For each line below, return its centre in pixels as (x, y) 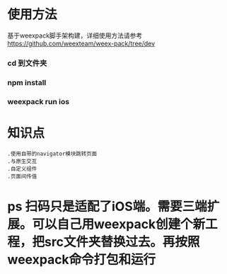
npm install (27, 82)
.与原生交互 (22, 161)
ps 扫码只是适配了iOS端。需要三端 (107, 206)
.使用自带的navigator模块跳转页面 (52, 154)
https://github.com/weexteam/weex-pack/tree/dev (81, 43)
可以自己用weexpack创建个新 (119, 224)
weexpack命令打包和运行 (82, 259)
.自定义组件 (22, 169)
